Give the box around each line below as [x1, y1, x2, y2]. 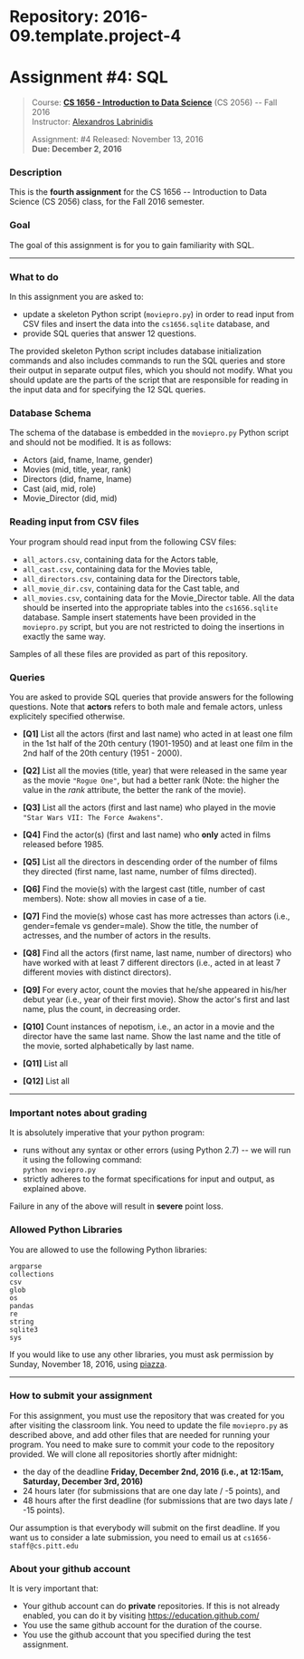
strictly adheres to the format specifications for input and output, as [22, 1173, 275, 1184]
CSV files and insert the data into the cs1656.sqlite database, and [22, 319, 270, 330]
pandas [9, 1301, 34, 1310]
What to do [9, 270, 59, 283]
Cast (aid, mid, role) [22, 483, 97, 495]
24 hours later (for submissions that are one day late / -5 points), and [22, 1485, 280, 1496]
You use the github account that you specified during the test [22, 1629, 252, 1641]
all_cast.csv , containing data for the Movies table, [22, 564, 214, 574]
